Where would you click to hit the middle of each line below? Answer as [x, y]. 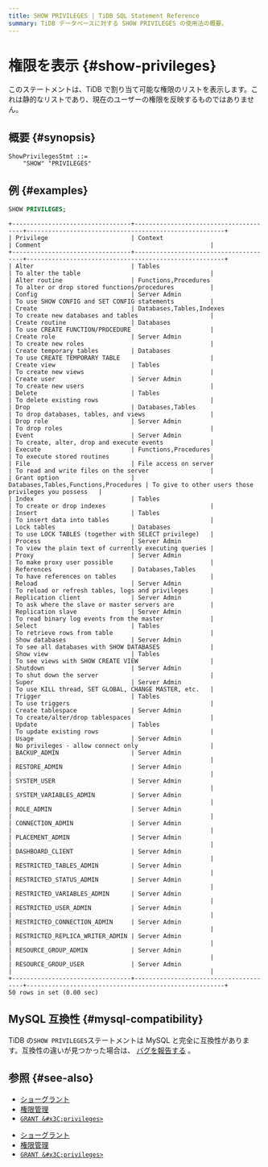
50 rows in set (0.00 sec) [54, 992]
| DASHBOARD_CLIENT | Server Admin [95, 851]
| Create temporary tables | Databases [90, 351]
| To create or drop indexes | [111, 506]
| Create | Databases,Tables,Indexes [117, 308]
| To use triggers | [111, 703]
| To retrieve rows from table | [111, 633]
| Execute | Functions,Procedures [109, 449]
